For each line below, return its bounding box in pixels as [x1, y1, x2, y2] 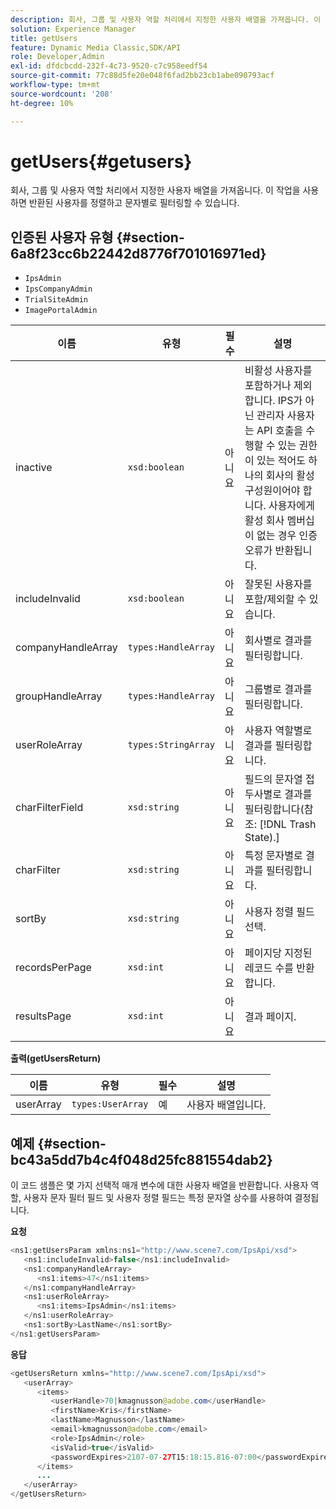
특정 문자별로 [244, 849, 303, 863]
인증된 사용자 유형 [10, 229, 114, 246]
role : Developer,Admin [10, 52, 105, 62]
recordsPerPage [15, 961, 92, 975]
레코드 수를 [244, 961, 294, 975]
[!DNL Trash [259, 817, 317, 831]
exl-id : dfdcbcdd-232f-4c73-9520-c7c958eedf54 [10, 61, 208, 71]
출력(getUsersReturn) [10, 1052, 102, 1065]
